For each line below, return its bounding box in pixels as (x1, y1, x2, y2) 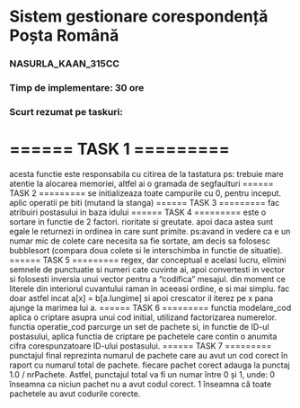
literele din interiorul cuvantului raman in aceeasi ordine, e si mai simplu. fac (9, 283, 290, 294)
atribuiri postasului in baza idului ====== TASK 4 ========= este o (9, 207, 267, 217)
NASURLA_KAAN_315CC (9, 58, 119, 70)
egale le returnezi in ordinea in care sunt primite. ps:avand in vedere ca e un (9, 226, 291, 236)
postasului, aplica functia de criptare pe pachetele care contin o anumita (9, 331, 278, 341)
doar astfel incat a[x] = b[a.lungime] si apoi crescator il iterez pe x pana (9, 292, 274, 303)
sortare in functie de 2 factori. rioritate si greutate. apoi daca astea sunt (9, 216, 274, 226)
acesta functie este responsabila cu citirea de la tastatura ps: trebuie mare (9, 168, 285, 179)
